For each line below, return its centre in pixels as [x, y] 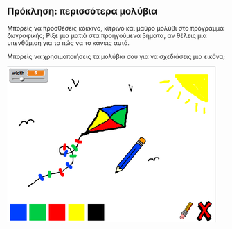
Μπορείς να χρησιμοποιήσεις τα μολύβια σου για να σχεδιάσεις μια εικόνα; [116, 56]
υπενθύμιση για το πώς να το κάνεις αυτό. [69, 43]
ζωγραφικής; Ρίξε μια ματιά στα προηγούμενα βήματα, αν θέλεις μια [107, 35]
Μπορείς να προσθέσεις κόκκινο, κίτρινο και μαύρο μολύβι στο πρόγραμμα [115, 28]
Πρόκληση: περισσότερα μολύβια [82, 11]
